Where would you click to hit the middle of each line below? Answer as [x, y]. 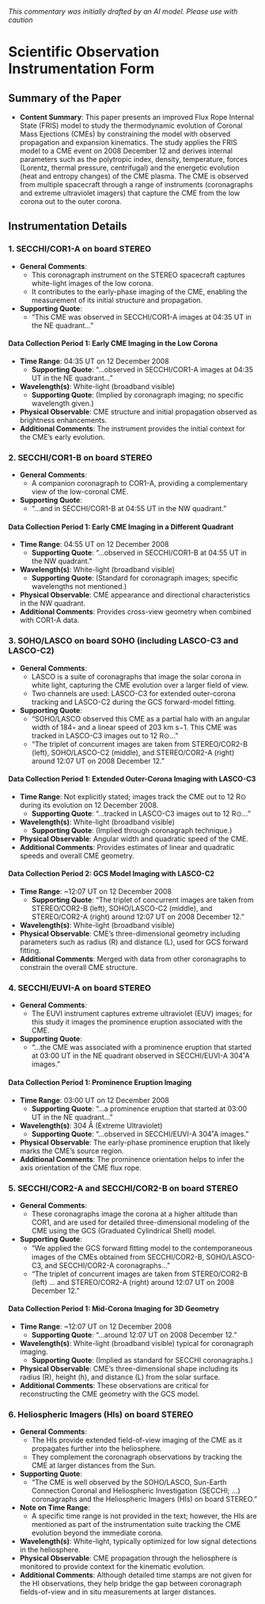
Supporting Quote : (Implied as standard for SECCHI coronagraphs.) [142, 1360]
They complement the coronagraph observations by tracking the [137, 1457]
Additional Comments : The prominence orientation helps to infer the [132, 1159]
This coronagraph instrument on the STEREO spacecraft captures [138, 275]
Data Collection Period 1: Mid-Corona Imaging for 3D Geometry [114, 1309]
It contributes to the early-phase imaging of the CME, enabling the [139, 291]
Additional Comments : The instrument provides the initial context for [132, 429]
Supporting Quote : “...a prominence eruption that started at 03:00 [139, 1108]
